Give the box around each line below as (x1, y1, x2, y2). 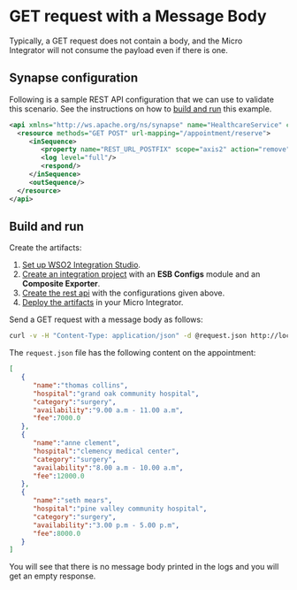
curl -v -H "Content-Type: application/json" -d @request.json (9, 332, 247, 341)
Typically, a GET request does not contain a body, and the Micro (9, 35, 243, 46)
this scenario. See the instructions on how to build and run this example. (9, 103, 272, 114)
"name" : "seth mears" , (32, 496, 113, 505)
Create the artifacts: (9, 242, 82, 253)
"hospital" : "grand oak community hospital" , (32, 389, 200, 398)
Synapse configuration (9, 71, 139, 86)
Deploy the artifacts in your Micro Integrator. (21, 297, 184, 308)
